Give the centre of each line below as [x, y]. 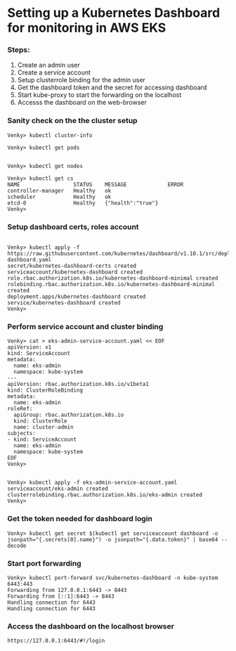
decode [17, 546]
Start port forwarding [45, 563]
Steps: [19, 50]
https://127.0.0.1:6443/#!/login [56, 641]
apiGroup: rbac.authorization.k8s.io [69, 415]
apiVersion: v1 [29, 347]
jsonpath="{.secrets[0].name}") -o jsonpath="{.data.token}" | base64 [113, 539]
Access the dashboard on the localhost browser [91, 626]
